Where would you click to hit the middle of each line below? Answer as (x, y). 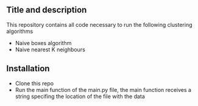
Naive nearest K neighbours (50, 49)
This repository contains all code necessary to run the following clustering (99, 24)
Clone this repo (34, 83)
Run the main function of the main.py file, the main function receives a (103, 90)
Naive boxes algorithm (43, 43)
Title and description (47, 10)
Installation (28, 69)
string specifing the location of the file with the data (80, 96)
